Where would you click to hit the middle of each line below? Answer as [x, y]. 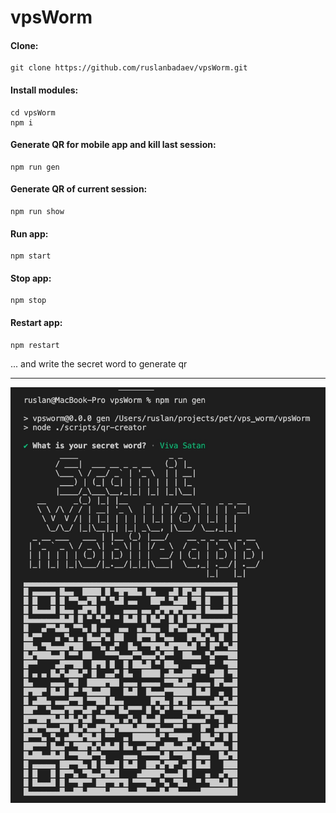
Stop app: [31, 278]
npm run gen [35, 167]
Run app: [29, 233]
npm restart [35, 345]
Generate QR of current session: [79, 189]
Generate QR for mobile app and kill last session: [113, 145]
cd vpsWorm [33, 112]
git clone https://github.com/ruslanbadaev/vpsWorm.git [129, 68]
